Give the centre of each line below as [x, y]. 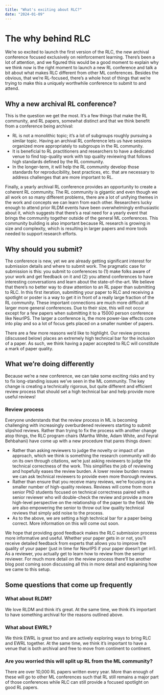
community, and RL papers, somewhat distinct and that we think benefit [78, 121]
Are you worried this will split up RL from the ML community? [79, 661]
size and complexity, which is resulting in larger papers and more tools [76, 229]
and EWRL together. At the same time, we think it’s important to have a [76, 644]
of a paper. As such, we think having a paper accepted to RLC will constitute [82, 343]
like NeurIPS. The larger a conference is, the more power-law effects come [81, 318]
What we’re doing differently [50, 364]
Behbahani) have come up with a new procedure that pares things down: [78, 441]
